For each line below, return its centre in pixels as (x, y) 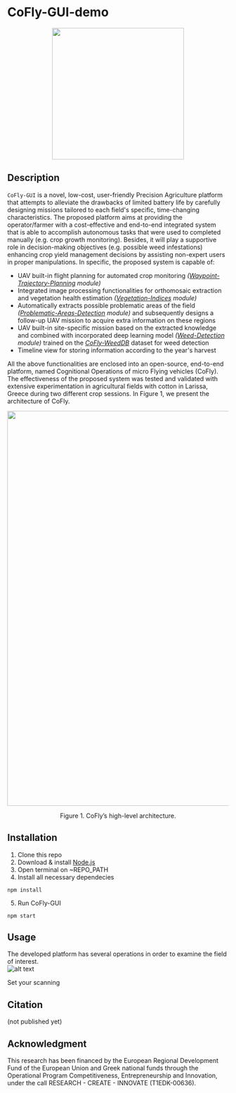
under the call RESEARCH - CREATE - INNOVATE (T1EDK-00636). (102, 1083)
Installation (32, 838)
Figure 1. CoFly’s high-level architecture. (118, 816)
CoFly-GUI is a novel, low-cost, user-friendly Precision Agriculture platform (115, 194)
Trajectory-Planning (46, 283)
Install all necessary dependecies (66, 877)
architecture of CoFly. (39, 401)
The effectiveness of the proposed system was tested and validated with (113, 378)
